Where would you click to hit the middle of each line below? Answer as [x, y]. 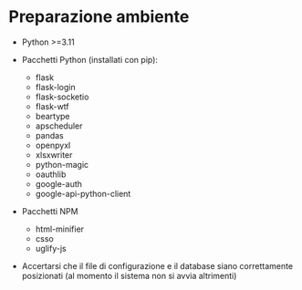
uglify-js [51, 248]
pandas [50, 135]
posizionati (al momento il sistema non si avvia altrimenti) [129, 275]
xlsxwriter [54, 155]
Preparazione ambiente [99, 17]
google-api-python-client [83, 193]
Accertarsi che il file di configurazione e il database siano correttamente [157, 265]
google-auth [59, 183]
